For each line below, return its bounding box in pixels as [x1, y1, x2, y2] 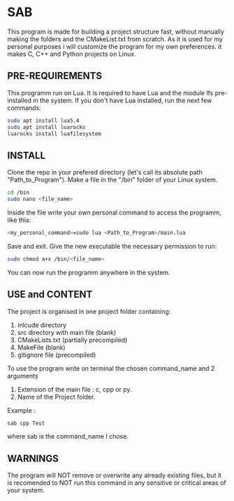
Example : [7, 406, 36, 414]
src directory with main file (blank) [17, 328, 117, 336]
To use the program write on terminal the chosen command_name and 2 [7, 364, 215, 372]
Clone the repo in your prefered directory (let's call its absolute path [7, 168, 203, 177]
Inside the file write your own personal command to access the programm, [7, 208, 222, 217]
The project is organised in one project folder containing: [7, 307, 171, 315]
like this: [7, 215, 31, 224]
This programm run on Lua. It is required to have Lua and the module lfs [7, 88, 214, 97]
